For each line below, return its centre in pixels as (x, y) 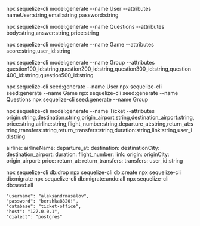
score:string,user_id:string (39, 51)
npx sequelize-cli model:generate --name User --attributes (79, 9)
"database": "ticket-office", (44, 206)
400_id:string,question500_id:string (50, 75)
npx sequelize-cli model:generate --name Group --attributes (81, 62)
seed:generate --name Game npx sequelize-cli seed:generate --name (92, 93)
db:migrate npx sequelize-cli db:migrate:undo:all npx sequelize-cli (87, 178)
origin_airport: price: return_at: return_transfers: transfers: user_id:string (95, 161)
